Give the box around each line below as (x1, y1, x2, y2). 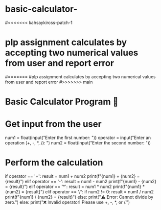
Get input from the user (5, 118, 102, 130)
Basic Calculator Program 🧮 (5, 96, 119, 107)
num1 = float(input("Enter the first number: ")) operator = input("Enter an (5, 135, 151, 140)
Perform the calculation (5, 157, 103, 168)
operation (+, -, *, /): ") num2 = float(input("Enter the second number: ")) (5, 140, 151, 145)
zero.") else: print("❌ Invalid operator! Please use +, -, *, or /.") (5, 199, 130, 205)
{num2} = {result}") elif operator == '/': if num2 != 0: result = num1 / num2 (5, 188, 154, 194)
